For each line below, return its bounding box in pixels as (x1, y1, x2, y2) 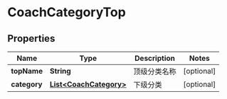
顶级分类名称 (133, 66, 176, 76)
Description (134, 54, 176, 63)
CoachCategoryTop (7, 4, 126, 21)
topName (11, 66, 43, 76)
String (49, 66, 71, 76)
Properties (7, 33, 56, 45)
